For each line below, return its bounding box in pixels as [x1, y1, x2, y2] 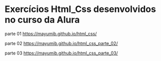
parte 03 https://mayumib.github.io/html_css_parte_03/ [4, 50, 118, 56]
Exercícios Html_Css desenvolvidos [4, 3, 156, 15]
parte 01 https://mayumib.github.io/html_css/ [4, 30, 97, 36]
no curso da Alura [4, 14, 80, 25]
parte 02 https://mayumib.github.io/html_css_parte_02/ [4, 40, 118, 46]
